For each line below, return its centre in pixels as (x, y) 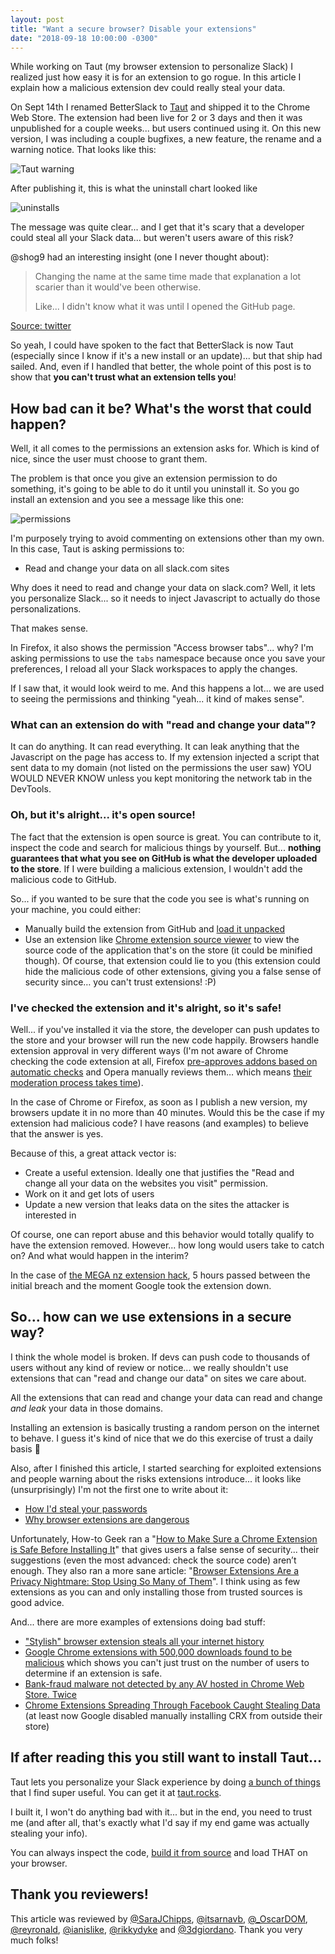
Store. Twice (50, 1694)
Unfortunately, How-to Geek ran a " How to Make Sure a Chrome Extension (164, 1538)
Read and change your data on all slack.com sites (127, 568)
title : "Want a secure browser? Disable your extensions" (133, 29)
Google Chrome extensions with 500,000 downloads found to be (158, 1652)
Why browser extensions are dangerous (107, 1519)
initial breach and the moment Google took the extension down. (141, 1286)
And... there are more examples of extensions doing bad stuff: (138, 1622)
